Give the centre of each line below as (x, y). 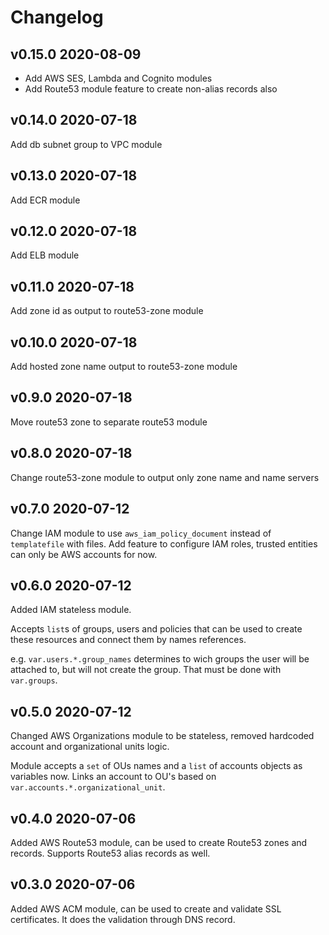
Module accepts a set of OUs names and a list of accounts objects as (156, 766)
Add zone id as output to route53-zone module (107, 311)
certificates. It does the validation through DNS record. (123, 919)
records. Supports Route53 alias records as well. (110, 853)
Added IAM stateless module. (71, 610)
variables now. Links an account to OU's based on (113, 777)
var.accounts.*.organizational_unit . (88, 787)
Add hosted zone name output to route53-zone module (124, 367)
